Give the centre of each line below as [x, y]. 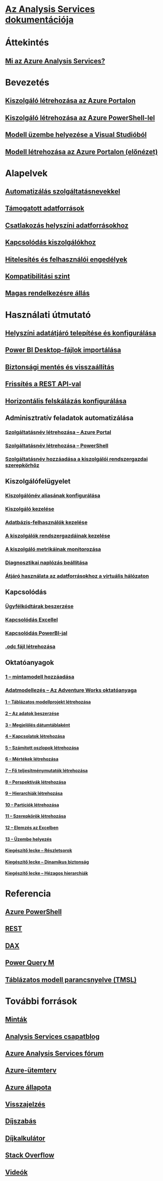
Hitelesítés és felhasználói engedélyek [66, 259]
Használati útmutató [48, 315]
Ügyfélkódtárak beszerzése [39, 606]
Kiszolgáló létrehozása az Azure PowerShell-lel [80, 118]
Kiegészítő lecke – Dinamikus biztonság [47, 862]
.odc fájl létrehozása [30, 646]
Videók [17, 1172]
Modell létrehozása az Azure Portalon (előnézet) [81, 151]
